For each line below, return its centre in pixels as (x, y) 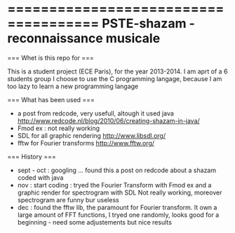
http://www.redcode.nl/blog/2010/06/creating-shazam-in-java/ (108, 120)
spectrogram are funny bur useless (68, 199)
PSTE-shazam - (148, 23)
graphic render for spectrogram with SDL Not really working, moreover (120, 192)
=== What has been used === (51, 99)
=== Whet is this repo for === (51, 57)
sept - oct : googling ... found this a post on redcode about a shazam (116, 170)
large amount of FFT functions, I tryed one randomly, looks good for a (118, 215)
